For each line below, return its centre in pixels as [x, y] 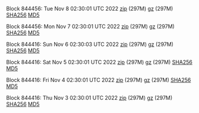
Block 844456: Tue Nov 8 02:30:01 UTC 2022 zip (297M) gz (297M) [90, 9]
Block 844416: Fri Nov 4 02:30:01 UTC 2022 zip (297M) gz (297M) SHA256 [99, 80]
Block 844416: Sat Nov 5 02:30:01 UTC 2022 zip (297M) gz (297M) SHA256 [99, 62]
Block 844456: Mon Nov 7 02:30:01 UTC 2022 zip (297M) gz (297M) [91, 26]
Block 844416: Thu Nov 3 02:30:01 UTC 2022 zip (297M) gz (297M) [89, 98]
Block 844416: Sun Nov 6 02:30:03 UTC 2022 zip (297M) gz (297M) [90, 44]
